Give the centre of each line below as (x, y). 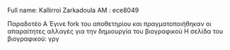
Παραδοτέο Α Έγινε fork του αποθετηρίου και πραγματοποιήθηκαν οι (110, 24)
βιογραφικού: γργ (33, 39)
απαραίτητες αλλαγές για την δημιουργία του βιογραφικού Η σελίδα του (115, 31)
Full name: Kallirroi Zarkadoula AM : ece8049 (73, 10)
